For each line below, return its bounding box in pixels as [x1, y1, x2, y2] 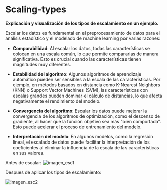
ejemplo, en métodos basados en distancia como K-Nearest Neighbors [12, 82, 160, 88]
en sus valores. [12, 150, 45, 156]
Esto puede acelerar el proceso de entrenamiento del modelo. [12, 124, 142, 130]
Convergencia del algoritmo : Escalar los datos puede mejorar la [12, 108, 147, 114]
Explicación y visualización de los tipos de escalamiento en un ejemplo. [5, 20, 159, 26]
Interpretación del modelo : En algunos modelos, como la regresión [12, 133, 153, 139]
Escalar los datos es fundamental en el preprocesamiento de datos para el [5, 30, 160, 36]
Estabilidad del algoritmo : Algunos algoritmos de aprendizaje [12, 71, 142, 77]
